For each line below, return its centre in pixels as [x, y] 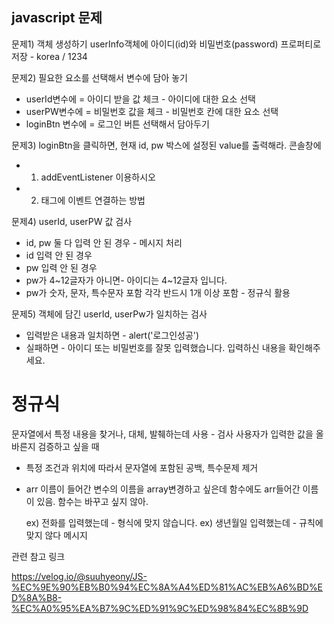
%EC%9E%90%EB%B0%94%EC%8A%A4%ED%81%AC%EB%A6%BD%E [167, 587]
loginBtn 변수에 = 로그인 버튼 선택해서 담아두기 [117, 124]
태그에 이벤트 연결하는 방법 [93, 200]
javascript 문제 [57, 18]
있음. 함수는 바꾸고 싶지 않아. [92, 501]
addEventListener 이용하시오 [98, 177]
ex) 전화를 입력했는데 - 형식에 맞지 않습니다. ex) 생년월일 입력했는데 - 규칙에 [174, 522]
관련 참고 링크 [38, 556]
